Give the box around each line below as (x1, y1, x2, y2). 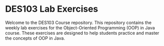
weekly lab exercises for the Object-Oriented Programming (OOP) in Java (5, 24, 155, 30)
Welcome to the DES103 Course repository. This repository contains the (5, 20, 152, 25)
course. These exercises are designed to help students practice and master (5, 30, 160, 36)
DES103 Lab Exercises (5, 3, 98, 15)
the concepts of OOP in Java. (5, 35, 65, 41)
